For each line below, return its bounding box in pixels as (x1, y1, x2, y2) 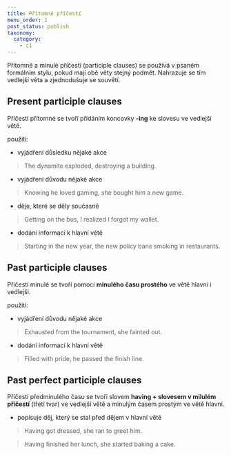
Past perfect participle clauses (7, 374, 142, 387)
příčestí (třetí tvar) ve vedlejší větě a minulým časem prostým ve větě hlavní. (7, 400, 225, 408)
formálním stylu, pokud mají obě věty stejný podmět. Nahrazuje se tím (7, 68, 206, 77)
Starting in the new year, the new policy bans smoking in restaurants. (23, 242, 221, 250)
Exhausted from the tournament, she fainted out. (23, 327, 163, 336)
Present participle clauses (7, 96, 122, 108)
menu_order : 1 (7, 17, 48, 23)
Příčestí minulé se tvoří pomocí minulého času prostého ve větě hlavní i (7, 280, 212, 289)
